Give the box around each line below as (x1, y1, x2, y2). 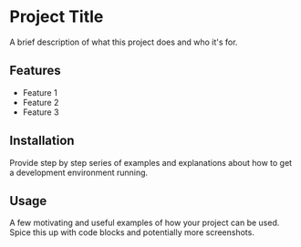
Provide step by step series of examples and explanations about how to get (9, 157, 293, 168)
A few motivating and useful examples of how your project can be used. (9, 217, 280, 229)
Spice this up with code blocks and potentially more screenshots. (9, 227, 255, 238)
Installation (9, 133, 75, 149)
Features (9, 63, 61, 78)
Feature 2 (22, 97, 59, 108)
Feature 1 (22, 87, 57, 98)
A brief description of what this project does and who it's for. (9, 36, 238, 47)
